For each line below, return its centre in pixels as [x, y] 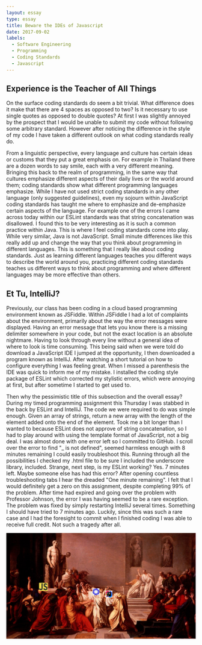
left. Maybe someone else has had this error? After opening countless [93, 473]
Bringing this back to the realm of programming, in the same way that [92, 172]
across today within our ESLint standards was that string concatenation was [100, 217]
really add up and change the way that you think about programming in [94, 243]
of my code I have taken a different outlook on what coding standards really [100, 135]
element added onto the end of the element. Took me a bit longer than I [95, 422]
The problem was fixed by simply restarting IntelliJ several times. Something [101, 505]
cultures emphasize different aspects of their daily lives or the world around [100, 179]
